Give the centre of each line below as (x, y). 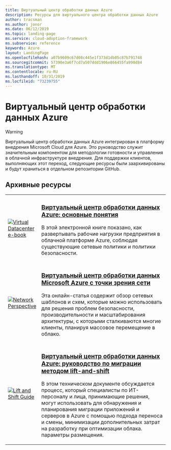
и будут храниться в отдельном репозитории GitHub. (63, 169)
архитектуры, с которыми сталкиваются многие (101, 321)
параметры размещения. (73, 435)
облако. (51, 334)
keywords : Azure (22, 48)
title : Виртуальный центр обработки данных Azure (59, 10)
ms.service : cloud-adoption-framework (46, 39)
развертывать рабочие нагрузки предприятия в (101, 234)
